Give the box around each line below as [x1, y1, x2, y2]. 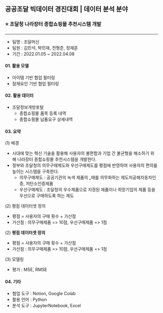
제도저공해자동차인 [120, 174, 156, 181]
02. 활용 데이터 [5, 93, 34, 98]
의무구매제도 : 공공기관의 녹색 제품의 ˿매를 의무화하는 [19, 174, 120, 181]
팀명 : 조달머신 [12, 39, 40, 45]
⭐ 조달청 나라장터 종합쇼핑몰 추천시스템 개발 [5, 21, 101, 28]
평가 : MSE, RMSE [12, 266, 48, 273]
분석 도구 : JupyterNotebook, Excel [12, 302, 81, 308]
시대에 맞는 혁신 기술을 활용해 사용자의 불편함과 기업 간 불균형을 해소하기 [12, 150, 149, 156]
